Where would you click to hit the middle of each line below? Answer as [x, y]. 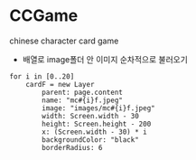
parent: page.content [83, 92]
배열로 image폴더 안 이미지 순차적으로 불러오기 [105, 59]
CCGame [44, 16]
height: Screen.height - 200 [97, 124]
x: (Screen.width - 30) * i [94, 132]
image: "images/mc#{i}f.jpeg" [98, 108]
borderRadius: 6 [72, 147]
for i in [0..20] [42, 76]
